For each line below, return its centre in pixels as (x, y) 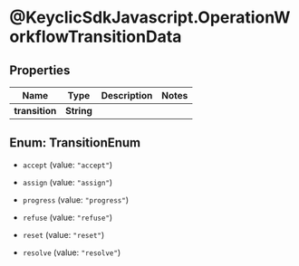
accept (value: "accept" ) (68, 165)
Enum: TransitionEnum (75, 143)
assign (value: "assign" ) (68, 182)
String (78, 111)
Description (127, 95)
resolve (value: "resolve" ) (71, 252)
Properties (40, 70)
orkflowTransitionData (96, 37)
